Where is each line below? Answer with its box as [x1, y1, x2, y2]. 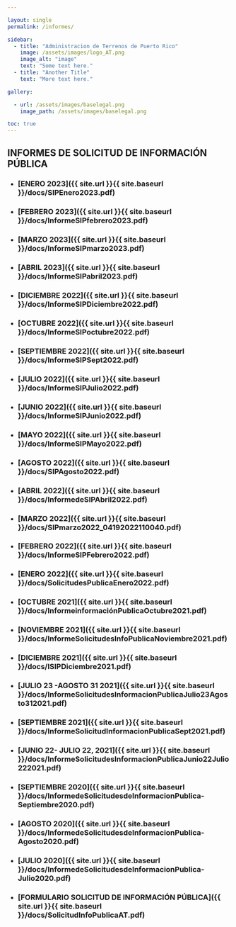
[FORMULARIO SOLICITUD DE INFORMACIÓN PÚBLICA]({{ [17, 892, 221, 902]
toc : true [7, 120, 37, 128]
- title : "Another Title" [13, 69, 90, 76]
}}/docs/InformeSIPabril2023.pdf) [17, 271, 138, 281]
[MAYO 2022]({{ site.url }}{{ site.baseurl [17, 429, 161, 439]
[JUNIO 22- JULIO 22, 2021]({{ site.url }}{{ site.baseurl [17, 745, 211, 755]
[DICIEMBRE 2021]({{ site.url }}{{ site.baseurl [17, 653, 177, 663]
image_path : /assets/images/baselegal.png [20, 108, 147, 115]
